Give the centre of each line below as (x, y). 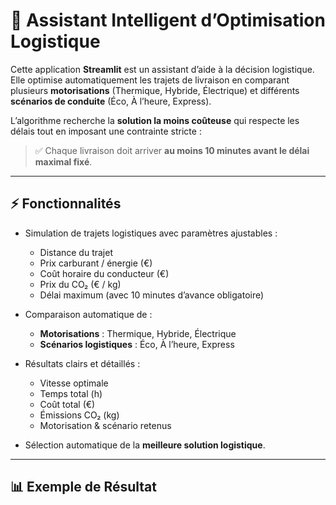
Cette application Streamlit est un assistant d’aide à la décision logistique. (162, 69)
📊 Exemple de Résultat (83, 487)
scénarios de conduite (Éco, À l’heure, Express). (111, 101)
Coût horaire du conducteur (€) (104, 273)
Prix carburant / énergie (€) (96, 263)
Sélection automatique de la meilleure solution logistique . (145, 445)
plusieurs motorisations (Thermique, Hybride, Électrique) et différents (155, 90)
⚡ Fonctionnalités (66, 204)
